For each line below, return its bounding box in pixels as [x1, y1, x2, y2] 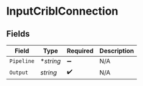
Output [9, 69, 29, 76]
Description [99, 47, 134, 55]
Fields [6, 29, 30, 39]
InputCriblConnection [6, 4, 119, 18]
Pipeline [9, 58, 35, 65]
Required [66, 47, 94, 55]
